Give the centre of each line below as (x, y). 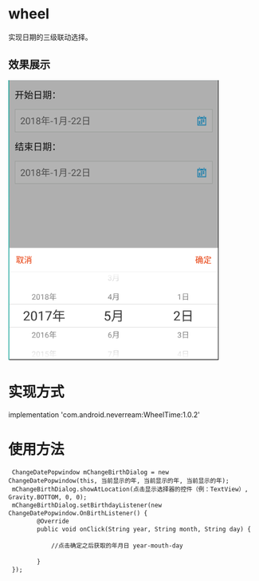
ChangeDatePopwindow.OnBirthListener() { (78, 513)
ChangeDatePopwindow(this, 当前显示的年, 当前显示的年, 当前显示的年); (119, 480)
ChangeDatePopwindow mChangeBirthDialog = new (90, 472)
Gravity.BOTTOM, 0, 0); (48, 497)
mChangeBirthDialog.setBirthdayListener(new (86, 505)
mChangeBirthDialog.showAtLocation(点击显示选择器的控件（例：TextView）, (130, 489)
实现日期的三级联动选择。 (50, 37)
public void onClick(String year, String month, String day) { (144, 529)
